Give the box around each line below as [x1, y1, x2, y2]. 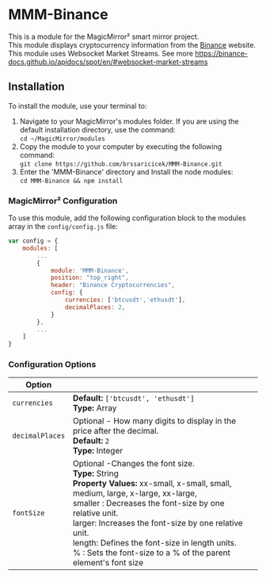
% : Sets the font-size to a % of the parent [72, 547, 231, 558]
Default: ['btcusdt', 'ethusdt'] [72, 392, 195, 404]
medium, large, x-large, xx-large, [72, 488, 198, 499]
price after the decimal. [72, 426, 159, 437]
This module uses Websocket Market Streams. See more [8, 48, 194, 58]
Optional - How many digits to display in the [72, 415, 237, 427]
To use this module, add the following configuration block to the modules [8, 213, 247, 223]
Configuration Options [8, 359, 97, 370]
